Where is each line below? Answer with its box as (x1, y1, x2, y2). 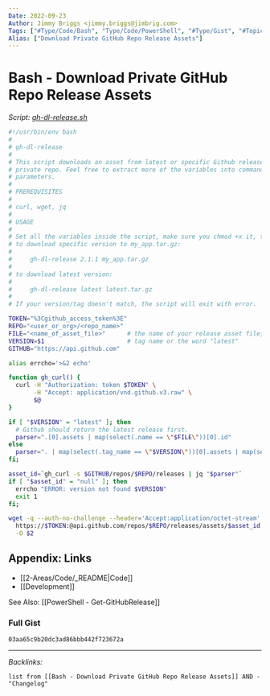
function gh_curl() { (8, 373, 81, 382)
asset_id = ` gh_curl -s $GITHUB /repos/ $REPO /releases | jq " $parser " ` (8, 470, 243, 479)
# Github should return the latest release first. (15, 426, 189, 434)
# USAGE (8, 218, 35, 226)
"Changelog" (8, 680, 48, 688)
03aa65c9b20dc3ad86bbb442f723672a (8, 636, 125, 644)
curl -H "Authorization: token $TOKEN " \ (15, 381, 157, 389)
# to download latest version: (8, 270, 113, 278)
